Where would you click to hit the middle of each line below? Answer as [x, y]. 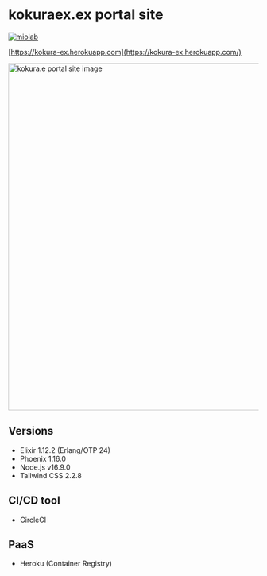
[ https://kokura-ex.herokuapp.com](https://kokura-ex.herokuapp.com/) [125, 52]
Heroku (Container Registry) [66, 564]
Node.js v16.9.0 [45, 467]
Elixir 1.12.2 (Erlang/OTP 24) [65, 450]
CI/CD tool [35, 501]
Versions [31, 431]
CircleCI [33, 520]
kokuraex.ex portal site [86, 15]
